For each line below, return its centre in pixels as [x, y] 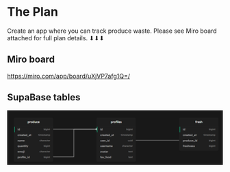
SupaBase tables [44, 97]
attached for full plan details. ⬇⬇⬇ [56, 38]
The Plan [33, 12]
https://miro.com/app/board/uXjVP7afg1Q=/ [69, 76]
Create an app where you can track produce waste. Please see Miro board [112, 31]
